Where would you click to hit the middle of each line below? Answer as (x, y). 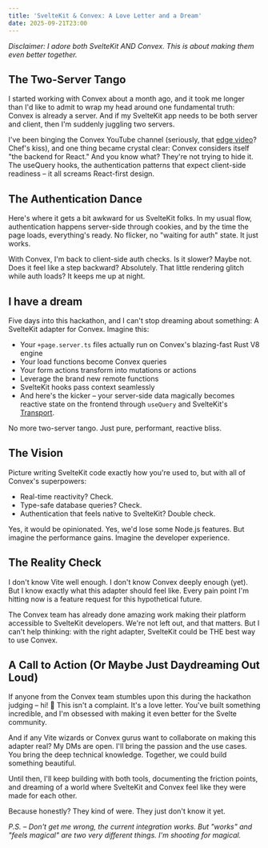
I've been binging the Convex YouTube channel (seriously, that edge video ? (133, 140)
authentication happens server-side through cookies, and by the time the (129, 227)
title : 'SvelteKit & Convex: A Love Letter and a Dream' (105, 16)
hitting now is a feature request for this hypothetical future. (105, 599)
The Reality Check (55, 563)
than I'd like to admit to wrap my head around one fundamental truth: (122, 107)
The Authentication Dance (75, 199)
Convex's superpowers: (47, 481)
